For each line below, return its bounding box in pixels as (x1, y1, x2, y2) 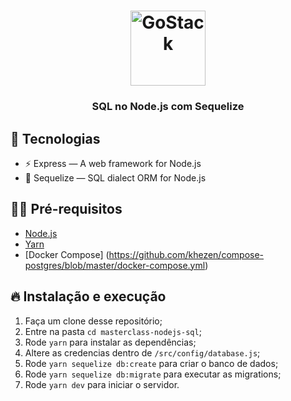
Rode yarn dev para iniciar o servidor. (24, 378, 180, 390)
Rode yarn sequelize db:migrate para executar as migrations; (24, 368, 282, 380)
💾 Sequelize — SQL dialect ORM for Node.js (24, 171, 207, 184)
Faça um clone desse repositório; (24, 315, 163, 327)
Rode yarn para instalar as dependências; (24, 336, 197, 348)
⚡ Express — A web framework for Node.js (24, 157, 202, 169)
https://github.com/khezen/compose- (108, 248, 265, 260)
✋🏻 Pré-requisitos (10, 201, 123, 218)
